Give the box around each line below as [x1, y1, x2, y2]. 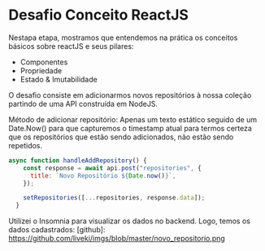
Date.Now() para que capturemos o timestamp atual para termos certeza [8, 123, 252, 133]
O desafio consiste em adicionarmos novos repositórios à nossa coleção [8, 90, 252, 99]
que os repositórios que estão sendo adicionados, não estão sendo [8, 132, 234, 142]
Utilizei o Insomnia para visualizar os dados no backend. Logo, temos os [8, 216, 250, 226]
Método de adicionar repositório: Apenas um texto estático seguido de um [8, 114, 258, 124]
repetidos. [8, 140, 43, 150]
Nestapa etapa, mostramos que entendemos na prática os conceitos [8, 33, 238, 42]
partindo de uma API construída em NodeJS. [8, 99, 159, 108]
